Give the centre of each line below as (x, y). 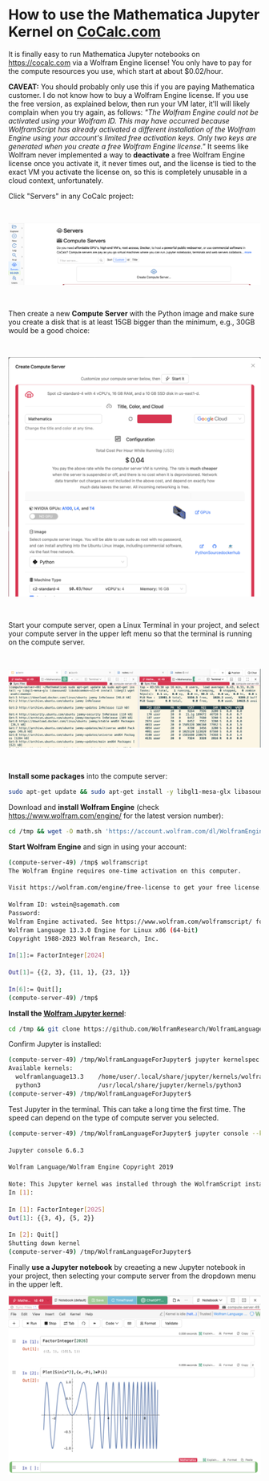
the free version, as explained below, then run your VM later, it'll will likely (129, 104)
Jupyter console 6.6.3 (46, 1150)
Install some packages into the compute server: (88, 775)
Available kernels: (41, 1068)
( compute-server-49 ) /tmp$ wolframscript (78, 862)
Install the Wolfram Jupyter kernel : (67, 1013)
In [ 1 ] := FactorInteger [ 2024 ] (57, 956)
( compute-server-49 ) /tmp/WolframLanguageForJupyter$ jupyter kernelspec (134, 1060)
